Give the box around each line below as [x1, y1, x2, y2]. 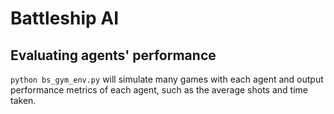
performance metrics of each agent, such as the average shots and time [10, 84, 308, 96]
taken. [10, 95, 37, 106]
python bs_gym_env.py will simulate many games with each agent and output [10, 73, 324, 85]
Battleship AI [10, 7, 120, 30]
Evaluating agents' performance [10, 47, 217, 64]
